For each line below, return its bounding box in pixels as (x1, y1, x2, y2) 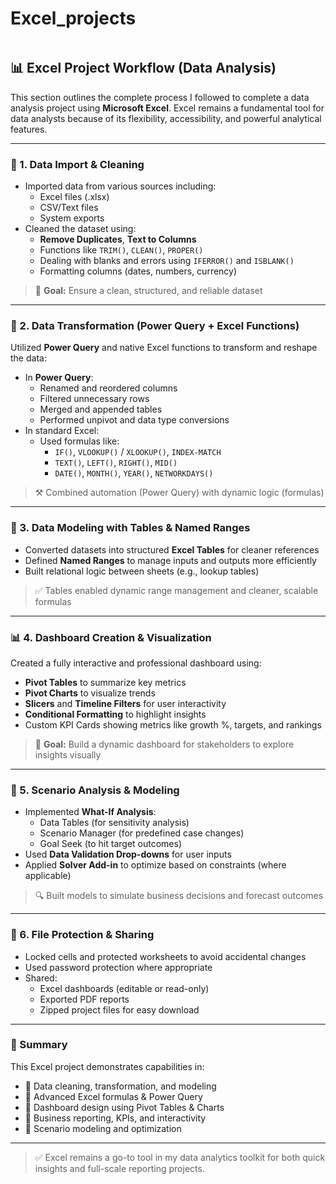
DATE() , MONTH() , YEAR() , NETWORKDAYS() (54, 467, 214, 479)
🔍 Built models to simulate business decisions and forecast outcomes (34, 890, 324, 902)
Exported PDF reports (39, 993, 130, 1005)
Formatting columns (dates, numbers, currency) (39, 265, 238, 277)
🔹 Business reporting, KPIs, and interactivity (24, 1112, 207, 1124)
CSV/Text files (39, 202, 99, 214)
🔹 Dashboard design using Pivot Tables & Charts (24, 1101, 225, 1113)
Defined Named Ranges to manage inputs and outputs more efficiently (24, 554, 317, 566)
